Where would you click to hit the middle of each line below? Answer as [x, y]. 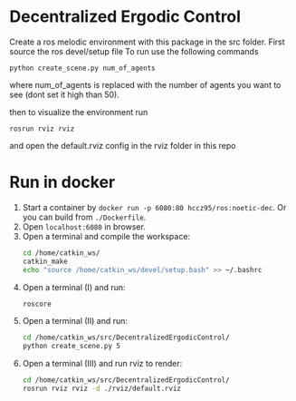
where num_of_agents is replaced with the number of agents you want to [145, 84]
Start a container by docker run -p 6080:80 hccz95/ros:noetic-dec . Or [154, 207]
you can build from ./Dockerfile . [84, 217]
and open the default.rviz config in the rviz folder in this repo [123, 145]
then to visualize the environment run [79, 112]
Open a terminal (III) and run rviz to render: [102, 364]
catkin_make [45, 261]
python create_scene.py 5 [71, 347]
